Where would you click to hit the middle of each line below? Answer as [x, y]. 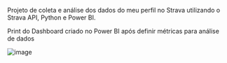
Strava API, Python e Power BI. [51, 17]
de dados [21, 38]
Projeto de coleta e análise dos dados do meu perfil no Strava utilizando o [114, 10]
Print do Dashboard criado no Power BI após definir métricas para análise [113, 31]
